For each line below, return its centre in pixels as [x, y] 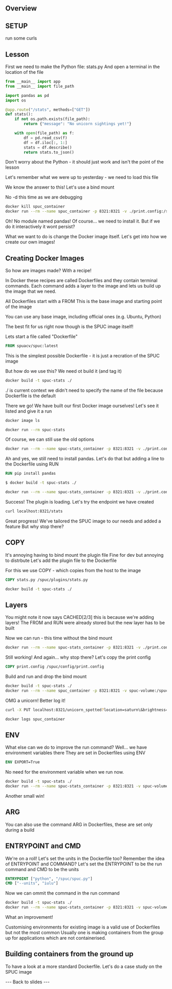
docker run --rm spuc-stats [35, 430]
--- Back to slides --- [28, 982]
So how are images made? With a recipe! [48, 270]
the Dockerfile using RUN [32, 464]
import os [16, 100]
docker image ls [23, 420]
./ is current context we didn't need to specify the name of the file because [84, 390]
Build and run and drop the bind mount [46, 676]
